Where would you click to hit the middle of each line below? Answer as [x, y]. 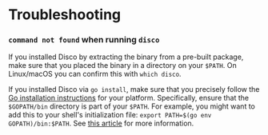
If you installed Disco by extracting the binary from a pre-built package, [126, 57]
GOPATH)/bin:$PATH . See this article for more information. [101, 123]
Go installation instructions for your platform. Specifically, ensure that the [129, 98]
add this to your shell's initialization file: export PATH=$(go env [110, 115]
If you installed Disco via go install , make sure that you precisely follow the [134, 89]
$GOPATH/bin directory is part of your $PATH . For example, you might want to [132, 106]
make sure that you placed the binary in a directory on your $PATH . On [123, 66]
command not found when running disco [84, 40]
